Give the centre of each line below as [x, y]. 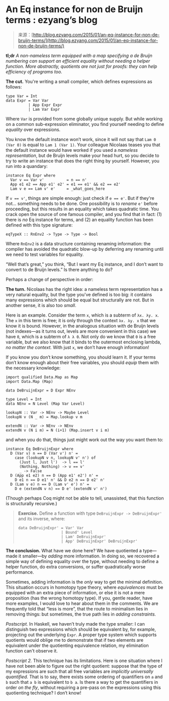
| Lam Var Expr [44, 109]
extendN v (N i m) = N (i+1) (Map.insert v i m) [58, 430]
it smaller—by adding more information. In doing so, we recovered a [89, 556]
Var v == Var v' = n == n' [49, 180]
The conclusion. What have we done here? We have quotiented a [74, 550]
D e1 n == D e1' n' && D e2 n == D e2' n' [60, 480]
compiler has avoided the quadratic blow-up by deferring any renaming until [85, 249]
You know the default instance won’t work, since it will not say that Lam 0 [81, 139]
